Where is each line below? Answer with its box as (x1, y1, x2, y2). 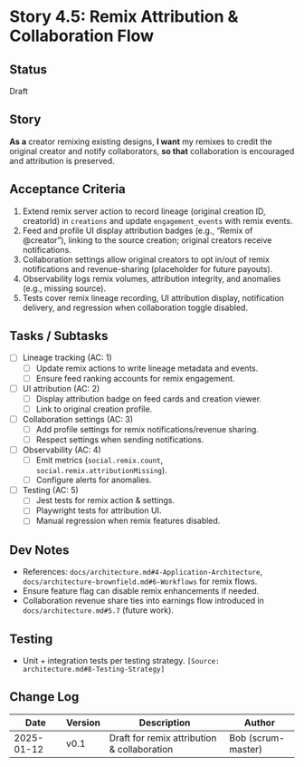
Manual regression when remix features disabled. (35, 515, 221, 527)
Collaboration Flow (9, 25, 155, 46)
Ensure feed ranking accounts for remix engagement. (35, 373, 235, 383)
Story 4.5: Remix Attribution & (9, 6, 239, 27)
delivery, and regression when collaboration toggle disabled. (22, 302, 249, 313)
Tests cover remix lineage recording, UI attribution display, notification (22, 292, 285, 303)
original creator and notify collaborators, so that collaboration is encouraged (9, 145, 295, 156)
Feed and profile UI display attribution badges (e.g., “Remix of (22, 225, 253, 236)
